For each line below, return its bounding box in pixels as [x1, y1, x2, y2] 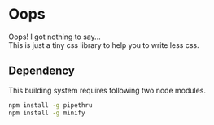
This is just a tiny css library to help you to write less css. [8, 40, 199, 50]
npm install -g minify [8, 109, 85, 117]
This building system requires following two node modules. [8, 85, 206, 95]
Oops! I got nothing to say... [8, 32, 102, 41]
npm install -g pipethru [8, 101, 93, 110]
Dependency [8, 64, 75, 78]
